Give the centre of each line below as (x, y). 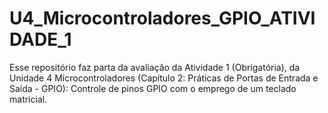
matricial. (28, 99)
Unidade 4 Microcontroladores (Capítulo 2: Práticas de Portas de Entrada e (164, 78)
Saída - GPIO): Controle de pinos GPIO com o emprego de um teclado (153, 88)
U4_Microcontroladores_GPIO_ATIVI (162, 18)
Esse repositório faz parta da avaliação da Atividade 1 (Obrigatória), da (155, 67)
